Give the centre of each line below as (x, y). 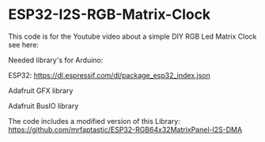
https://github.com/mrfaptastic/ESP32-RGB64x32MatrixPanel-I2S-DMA (125, 129)
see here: (24, 44)
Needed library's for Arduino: (56, 60)
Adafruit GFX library (41, 90)
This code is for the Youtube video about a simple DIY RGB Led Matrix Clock (132, 36)
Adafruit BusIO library (44, 106)
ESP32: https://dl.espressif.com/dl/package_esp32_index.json (110, 75)
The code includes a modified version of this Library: (94, 121)
